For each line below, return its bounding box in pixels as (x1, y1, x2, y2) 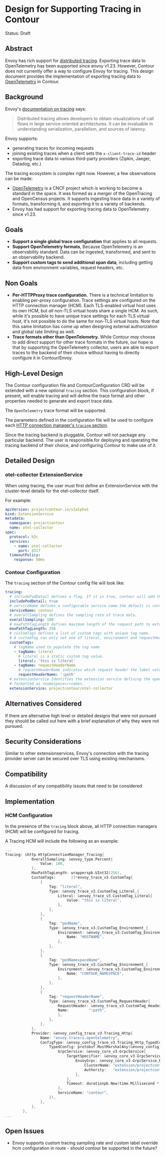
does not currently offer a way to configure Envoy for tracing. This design (5, 68, 154, 74)
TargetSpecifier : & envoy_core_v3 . (66, 1054, 137, 1059)
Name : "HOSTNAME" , (66, 935, 105, 940)
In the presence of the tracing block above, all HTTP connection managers (5, 823, 157, 829)
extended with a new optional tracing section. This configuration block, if (5, 388, 154, 393)
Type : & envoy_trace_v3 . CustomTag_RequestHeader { (49, 999, 151, 1004)
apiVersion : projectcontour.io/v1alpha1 (5, 507, 89, 512)
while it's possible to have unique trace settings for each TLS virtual (12, 313, 150, 319)
